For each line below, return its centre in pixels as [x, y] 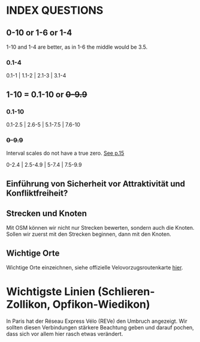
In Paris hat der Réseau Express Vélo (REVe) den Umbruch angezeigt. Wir [97, 321]
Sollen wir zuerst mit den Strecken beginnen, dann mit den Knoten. [89, 234]
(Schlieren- [126, 292]
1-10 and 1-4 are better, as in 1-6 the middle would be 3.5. [77, 47]
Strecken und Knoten [47, 214]
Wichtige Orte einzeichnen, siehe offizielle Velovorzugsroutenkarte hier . [95, 268]
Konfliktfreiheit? [37, 193]
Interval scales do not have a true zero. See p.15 [65, 153]
